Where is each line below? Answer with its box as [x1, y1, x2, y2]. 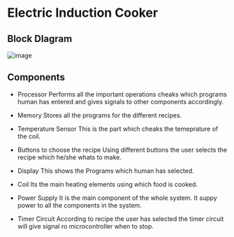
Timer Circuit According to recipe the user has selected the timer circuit [17, 215, 224, 223]
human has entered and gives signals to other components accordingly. [17, 97, 224, 106]
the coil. [17, 131, 41, 141]
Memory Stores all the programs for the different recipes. [17, 110, 182, 120]
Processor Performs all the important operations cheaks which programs [17, 89, 227, 99]
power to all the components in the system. [17, 201, 142, 209]
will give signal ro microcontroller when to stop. [17, 222, 154, 230]
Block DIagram [7, 33, 73, 45]
